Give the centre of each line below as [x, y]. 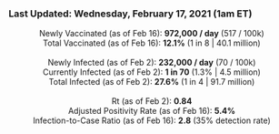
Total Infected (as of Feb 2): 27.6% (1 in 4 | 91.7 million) [152, 82]
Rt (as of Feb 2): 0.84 [152, 101]
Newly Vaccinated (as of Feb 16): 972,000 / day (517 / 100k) [152, 34]
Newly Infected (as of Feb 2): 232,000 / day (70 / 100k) [152, 63]
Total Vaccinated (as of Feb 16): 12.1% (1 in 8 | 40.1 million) [152, 43]
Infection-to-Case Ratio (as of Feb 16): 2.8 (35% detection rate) [152, 120]
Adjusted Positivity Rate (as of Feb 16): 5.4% [152, 111]
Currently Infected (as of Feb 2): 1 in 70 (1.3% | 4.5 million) [152, 72]
